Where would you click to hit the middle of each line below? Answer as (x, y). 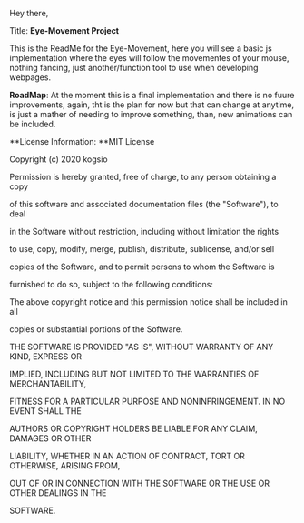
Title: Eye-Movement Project (64, 30)
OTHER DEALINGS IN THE (58, 493)
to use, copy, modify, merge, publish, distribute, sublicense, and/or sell (142, 249)
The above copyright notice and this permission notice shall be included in (148, 302)
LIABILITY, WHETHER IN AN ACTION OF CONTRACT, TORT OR (127, 456)
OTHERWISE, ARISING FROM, (65, 466)
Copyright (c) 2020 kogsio (59, 159)
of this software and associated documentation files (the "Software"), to (144, 204)
